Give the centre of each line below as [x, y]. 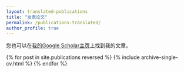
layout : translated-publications [47, 12]
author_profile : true [33, 28]
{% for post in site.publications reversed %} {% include [73, 57]
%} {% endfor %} [46, 64]
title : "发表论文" [27, 17]
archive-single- [159, 57]
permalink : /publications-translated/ [53, 22]
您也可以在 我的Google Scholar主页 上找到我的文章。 [68, 45]
